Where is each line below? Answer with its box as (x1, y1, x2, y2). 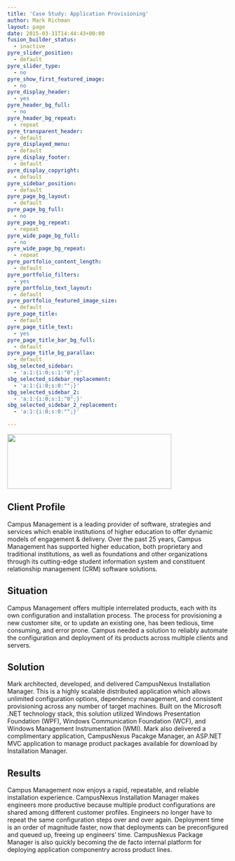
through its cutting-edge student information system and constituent (7, 557, 206, 566)
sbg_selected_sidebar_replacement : (7, 375, 112, 382)
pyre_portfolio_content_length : (7, 258, 102, 265)
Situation (7, 585, 48, 597)
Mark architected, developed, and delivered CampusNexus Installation (7, 680, 210, 688)
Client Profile (7, 501, 66, 513)
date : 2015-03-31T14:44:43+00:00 (7, 29, 105, 37)
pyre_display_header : (7, 88, 71, 95)
